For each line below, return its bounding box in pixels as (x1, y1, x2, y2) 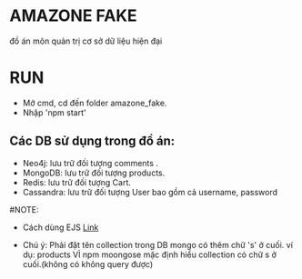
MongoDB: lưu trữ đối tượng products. (22, 167, 166, 178)
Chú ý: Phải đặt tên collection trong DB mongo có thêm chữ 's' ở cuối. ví (22, 239, 294, 250)
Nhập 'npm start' (22, 106, 86, 118)
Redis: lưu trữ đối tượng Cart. (22, 176, 132, 187)
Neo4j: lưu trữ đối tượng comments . (22, 157, 159, 168)
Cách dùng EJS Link (22, 222, 99, 233)
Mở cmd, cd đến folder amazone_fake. (22, 97, 167, 108)
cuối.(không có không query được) (22, 258, 154, 269)
